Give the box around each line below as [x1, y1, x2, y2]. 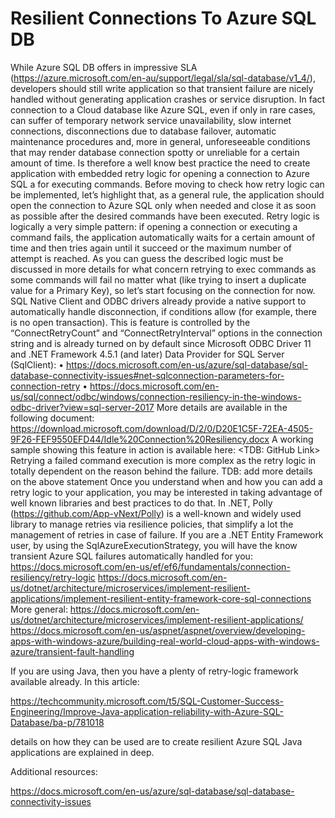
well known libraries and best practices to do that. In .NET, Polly [10, 497, 273, 509]
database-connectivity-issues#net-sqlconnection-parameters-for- [10, 369, 285, 381]
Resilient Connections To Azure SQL [10, 7, 317, 30]
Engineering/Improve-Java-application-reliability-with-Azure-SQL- [10, 705, 284, 717]
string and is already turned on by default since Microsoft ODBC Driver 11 [10, 337, 312, 349]
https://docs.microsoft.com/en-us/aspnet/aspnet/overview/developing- [10, 624, 306, 636]
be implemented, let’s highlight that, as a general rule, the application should [10, 188, 325, 201]
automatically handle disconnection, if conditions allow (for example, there [10, 305, 317, 317]
